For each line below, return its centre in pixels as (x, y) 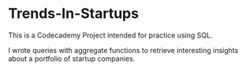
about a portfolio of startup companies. (72, 59)
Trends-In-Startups (74, 14)
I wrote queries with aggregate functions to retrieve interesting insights (123, 50)
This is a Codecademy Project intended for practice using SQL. (110, 35)
